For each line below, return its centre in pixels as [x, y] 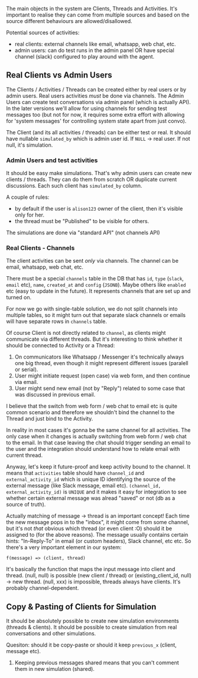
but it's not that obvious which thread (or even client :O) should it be [89, 528]
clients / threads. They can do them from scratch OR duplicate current [92, 179]
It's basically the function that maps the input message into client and [91, 569]
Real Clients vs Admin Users [59, 75]
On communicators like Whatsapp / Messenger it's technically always [99, 357]
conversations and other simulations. [51, 634]
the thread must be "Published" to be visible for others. [82, 221]
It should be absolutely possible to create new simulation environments [92, 621]
